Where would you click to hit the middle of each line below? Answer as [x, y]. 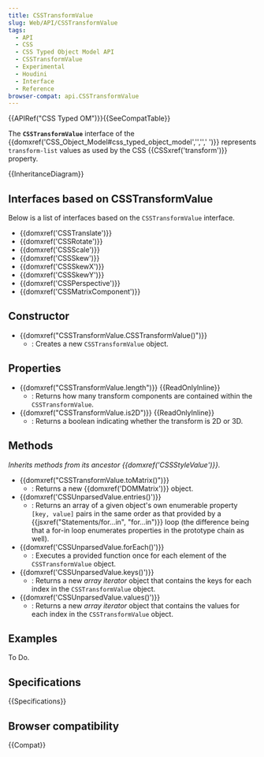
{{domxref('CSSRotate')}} [61, 242]
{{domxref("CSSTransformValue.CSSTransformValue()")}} [113, 335]
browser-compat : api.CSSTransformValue [74, 96]
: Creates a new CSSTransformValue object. [100, 343]
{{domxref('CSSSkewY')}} [62, 275]
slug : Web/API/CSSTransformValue [63, 23]
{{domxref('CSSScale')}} [59, 250]
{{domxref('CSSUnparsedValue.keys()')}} [87, 572]
